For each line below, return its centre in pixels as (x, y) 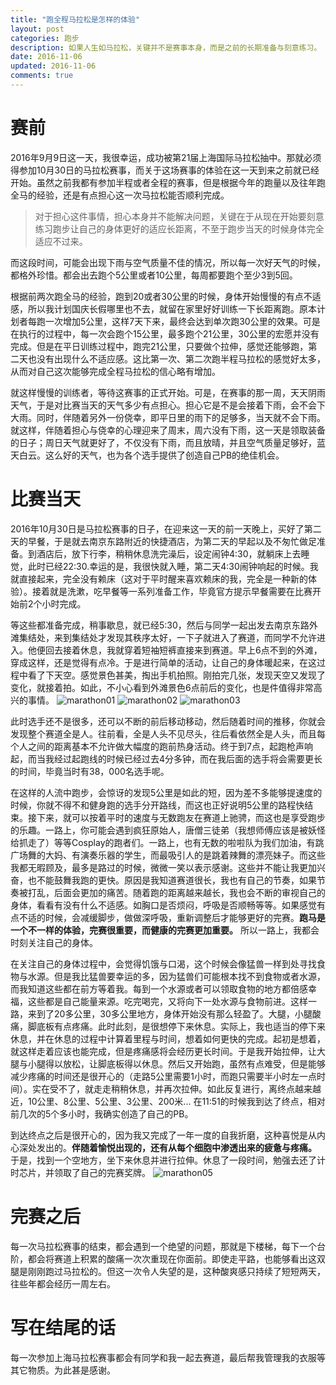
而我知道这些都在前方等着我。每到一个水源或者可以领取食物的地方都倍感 (159, 988)
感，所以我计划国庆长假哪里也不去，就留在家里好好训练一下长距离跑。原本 (163, 308)
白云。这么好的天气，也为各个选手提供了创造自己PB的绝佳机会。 (151, 455)
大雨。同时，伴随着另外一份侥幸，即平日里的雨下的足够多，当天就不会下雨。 (168, 417)
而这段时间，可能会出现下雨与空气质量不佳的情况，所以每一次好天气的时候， (168, 262)
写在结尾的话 (63, 1327)
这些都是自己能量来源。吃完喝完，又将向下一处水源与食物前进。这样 (167, 1001)
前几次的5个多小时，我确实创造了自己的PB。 (102, 1113)
